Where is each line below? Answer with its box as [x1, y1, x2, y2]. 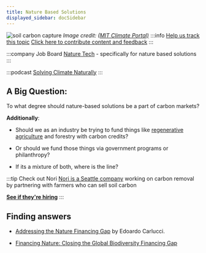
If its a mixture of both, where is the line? [15, 163, 118, 171]
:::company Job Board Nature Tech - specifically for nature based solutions [6, 50, 197, 57]
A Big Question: [6, 86, 67, 96]
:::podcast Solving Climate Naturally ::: [6, 68, 103, 76]
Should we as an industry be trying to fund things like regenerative [15, 126, 184, 134]
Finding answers [6, 211, 72, 222]
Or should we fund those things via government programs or [15, 145, 169, 152]
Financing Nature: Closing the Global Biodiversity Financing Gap [15, 239, 178, 247]
